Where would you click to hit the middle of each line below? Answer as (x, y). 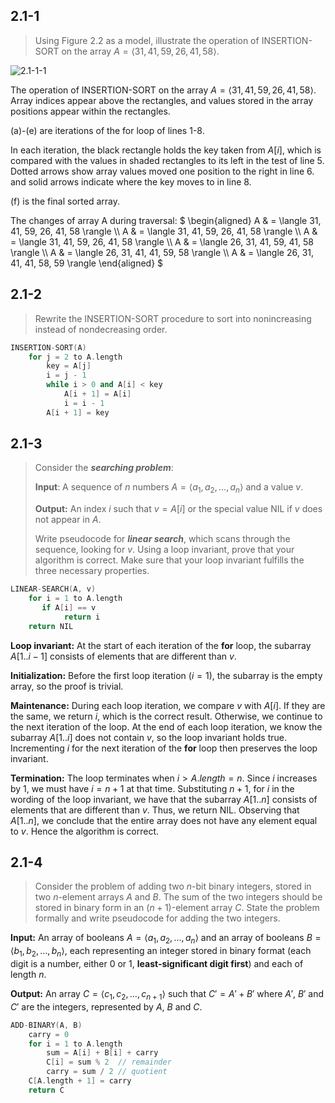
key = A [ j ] (69, 366)
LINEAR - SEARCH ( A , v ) (53, 589)
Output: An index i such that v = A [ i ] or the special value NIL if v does (178, 509)
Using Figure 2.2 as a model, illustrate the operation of (147, 40)
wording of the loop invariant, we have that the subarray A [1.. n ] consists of (164, 799)
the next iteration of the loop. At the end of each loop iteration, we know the (166, 726)
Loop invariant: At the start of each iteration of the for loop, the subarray (161, 645)
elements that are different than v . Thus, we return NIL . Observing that (155, 810)
